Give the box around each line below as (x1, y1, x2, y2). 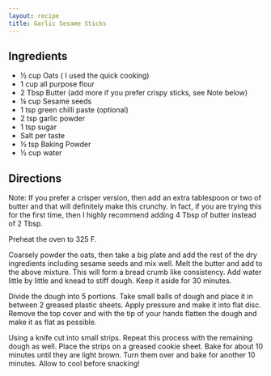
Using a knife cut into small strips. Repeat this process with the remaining (8, 333, 253, 343)
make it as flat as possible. (8, 317, 97, 327)
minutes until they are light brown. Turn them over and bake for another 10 (8, 350, 256, 360)
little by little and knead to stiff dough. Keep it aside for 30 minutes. (8, 276, 232, 285)
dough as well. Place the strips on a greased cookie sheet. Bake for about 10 (8, 341, 264, 352)
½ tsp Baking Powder (19, 139, 91, 150)
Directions (8, 171, 62, 185)
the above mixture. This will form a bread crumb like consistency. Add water (8, 268, 262, 277)
